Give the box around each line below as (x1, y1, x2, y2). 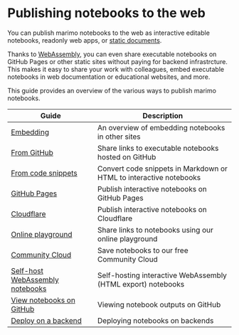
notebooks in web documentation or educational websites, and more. (7, 73, 211, 81)
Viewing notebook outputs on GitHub (97, 299, 221, 309)
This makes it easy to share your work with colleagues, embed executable (7, 65, 225, 73)
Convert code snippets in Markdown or (97, 164, 228, 174)
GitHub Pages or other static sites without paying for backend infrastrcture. (7, 57, 228, 65)
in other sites (97, 132, 141, 142)
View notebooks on (11, 295, 76, 305)
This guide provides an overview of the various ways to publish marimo (7, 86, 217, 95)
